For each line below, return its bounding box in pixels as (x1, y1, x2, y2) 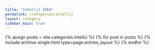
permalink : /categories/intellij (5, 12, 74, 17)
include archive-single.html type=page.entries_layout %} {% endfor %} (5, 40, 149, 46)
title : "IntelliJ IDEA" (5, 7, 54, 12)
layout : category (5, 16, 41, 21)
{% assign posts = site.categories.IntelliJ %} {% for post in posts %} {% (5, 34, 151, 40)
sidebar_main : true (5, 21, 45, 26)
